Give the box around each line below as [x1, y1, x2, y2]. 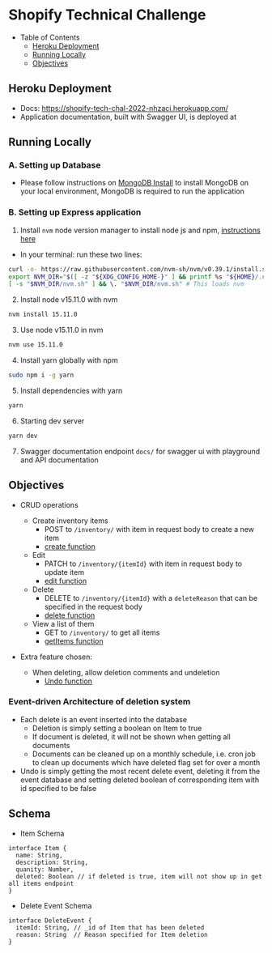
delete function [44, 610, 96, 620]
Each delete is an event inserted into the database [19, 714, 188, 724]
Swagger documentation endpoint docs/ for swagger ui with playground [19, 446, 261, 456]
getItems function [44, 636, 104, 645]
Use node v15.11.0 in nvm [19, 325, 104, 335]
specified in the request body [44, 602, 143, 611]
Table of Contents [19, 32, 80, 42]
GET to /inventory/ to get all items [44, 628, 160, 637]
